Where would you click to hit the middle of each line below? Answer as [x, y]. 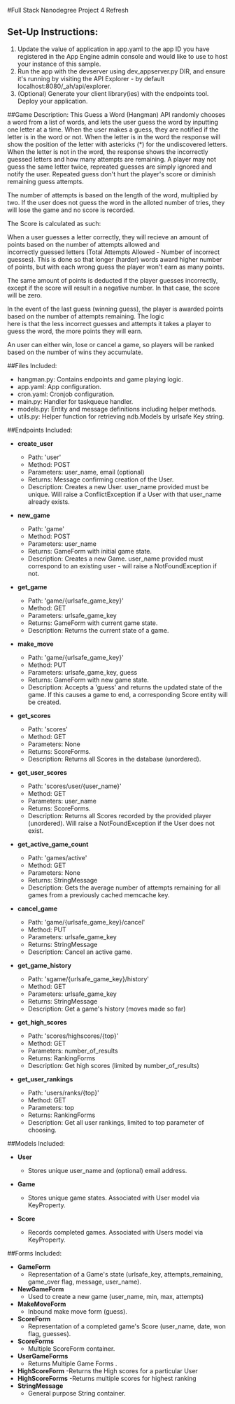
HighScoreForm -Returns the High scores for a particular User [107, 1370]
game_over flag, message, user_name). [85, 1282]
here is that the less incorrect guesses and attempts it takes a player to [109, 323]
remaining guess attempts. [45, 181]
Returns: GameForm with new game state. [88, 680]
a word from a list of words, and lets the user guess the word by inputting [113, 122]
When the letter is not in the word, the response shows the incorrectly [108, 152]
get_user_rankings [45, 1079]
